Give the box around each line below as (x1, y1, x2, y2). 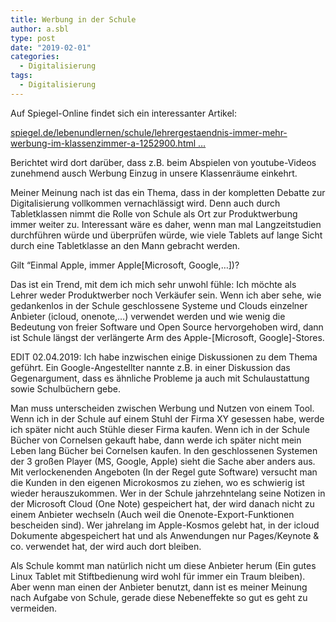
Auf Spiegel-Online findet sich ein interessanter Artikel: (10, 107, 237, 119)
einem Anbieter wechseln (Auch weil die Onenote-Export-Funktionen (10, 508, 295, 520)
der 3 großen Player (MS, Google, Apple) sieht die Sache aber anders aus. (10, 455, 316, 467)
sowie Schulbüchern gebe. (10, 382, 121, 395)
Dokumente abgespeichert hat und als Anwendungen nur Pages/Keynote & (10, 529, 320, 541)
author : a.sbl (10, 24, 70, 34)
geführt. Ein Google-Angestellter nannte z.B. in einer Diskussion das (10, 361, 291, 373)
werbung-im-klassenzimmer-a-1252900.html (10, 137, 197, 149)
